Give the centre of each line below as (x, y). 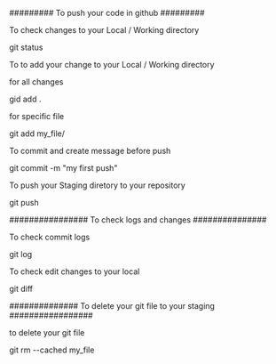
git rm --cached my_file (52, 350)
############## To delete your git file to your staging (112, 306)
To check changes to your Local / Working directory (104, 30)
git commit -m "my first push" (63, 168)
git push (24, 202)
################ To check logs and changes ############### (138, 220)
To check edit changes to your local (75, 271)
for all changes (36, 82)
